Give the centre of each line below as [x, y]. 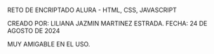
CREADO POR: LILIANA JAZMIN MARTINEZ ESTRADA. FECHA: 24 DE [107, 23]
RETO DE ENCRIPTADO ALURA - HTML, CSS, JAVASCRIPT [92, 10]
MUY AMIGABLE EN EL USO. [49, 44]
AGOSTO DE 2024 [34, 31]
